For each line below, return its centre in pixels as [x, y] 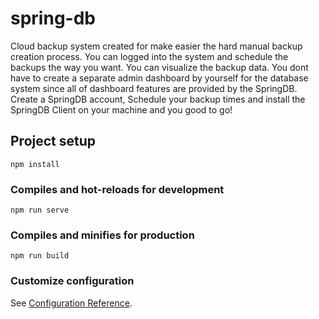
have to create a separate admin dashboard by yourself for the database [159, 78]
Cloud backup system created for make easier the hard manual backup [156, 46]
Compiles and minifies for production [102, 235]
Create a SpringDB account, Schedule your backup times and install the [158, 99]
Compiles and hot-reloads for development [117, 189]
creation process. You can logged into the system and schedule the [149, 56]
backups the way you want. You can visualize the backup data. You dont [159, 67]
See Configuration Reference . [71, 303]
